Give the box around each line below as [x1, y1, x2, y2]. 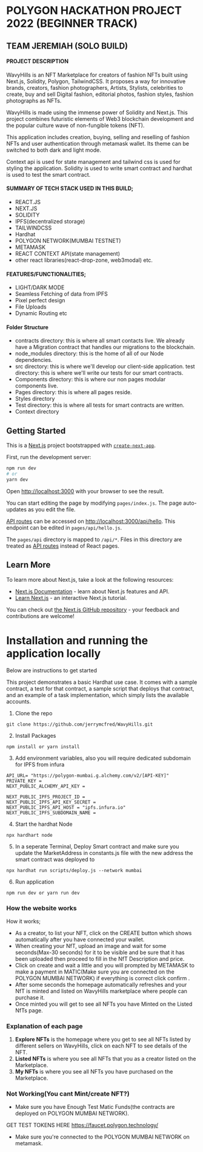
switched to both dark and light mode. [6, 146, 101, 154]
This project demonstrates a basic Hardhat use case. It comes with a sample [6, 678, 198, 686]
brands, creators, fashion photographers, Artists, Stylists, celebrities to [6, 84, 183, 91]
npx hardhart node [6, 832, 53, 838]
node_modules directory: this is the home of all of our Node [15, 350, 164, 357]
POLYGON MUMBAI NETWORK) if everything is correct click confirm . [15, 974, 190, 981]
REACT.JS [15, 198, 41, 205]
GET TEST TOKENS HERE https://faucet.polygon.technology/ [6, 1122, 159, 1129]
